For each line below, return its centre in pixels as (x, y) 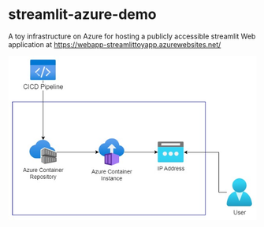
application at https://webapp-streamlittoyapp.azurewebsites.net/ (115, 44)
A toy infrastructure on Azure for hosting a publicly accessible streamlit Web (132, 36)
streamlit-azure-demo (82, 15)
